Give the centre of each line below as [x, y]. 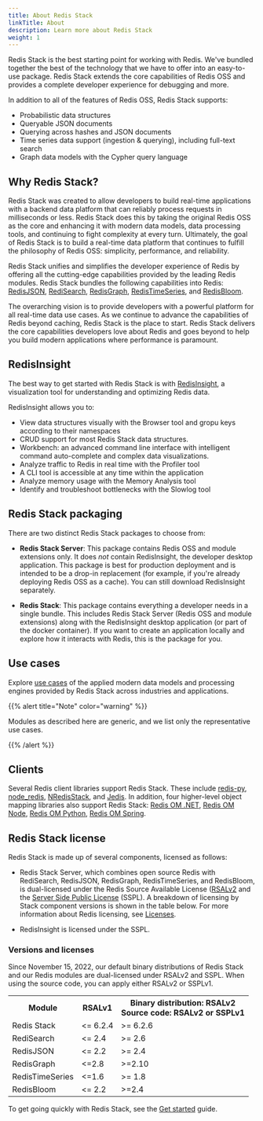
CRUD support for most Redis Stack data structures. [104, 439]
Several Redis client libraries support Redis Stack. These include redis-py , [128, 788]
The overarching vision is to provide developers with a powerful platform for [131, 307]
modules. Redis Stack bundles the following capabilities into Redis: [116, 283]
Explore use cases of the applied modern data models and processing [122, 682]
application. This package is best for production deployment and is [128, 565]
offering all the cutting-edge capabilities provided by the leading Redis [122, 275]
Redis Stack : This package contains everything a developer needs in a [134, 605]
